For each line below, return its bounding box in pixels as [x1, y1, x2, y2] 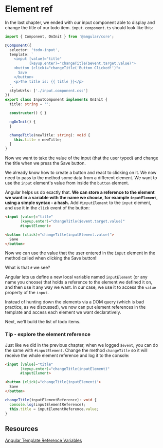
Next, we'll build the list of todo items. [5, 319, 81, 325]
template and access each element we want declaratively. [5, 309, 121, 315]
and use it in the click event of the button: [5, 205, 90, 211]
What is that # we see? [5, 264, 50, 271]
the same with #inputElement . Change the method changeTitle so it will [5, 347, 147, 353]
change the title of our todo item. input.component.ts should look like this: [5, 24, 153, 30]
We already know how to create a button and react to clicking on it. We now [5, 169, 157, 176]
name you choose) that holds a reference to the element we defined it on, [5, 279, 152, 285]
